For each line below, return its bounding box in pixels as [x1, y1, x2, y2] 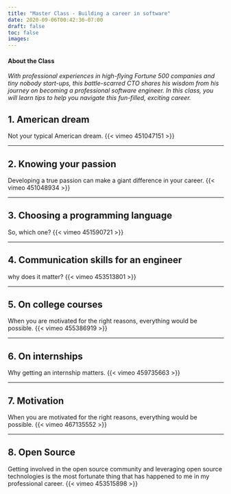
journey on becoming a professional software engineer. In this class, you [8, 86, 214, 95]
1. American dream [8, 114, 90, 125]
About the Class [8, 56, 55, 65]
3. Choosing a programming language [8, 210, 173, 221]
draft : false [8, 23, 45, 29]
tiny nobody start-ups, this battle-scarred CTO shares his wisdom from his [8, 79, 219, 88]
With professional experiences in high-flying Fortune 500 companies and [8, 72, 215, 80]
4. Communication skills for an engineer [8, 254, 182, 266]
